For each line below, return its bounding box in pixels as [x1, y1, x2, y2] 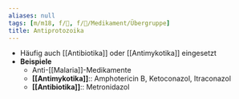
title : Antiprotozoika [8, 26, 84, 34]
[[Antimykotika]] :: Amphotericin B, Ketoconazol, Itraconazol [31, 73, 231, 84]
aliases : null [8, 11, 56, 20]
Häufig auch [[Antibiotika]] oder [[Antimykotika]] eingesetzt [19, 49, 217, 58]
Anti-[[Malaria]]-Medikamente [31, 65, 132, 75]
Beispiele [19, 57, 52, 66]
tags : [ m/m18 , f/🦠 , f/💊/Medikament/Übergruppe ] [8, 19, 171, 27]
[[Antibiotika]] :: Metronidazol [31, 82, 130, 92]
